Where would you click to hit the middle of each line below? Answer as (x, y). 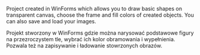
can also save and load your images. (51, 21)
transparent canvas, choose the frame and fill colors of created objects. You (100, 15)
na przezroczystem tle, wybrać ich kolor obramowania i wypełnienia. (91, 39)
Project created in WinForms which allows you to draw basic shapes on (94, 9)
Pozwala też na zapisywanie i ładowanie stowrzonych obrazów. (84, 45)
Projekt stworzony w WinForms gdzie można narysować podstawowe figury (100, 33)
